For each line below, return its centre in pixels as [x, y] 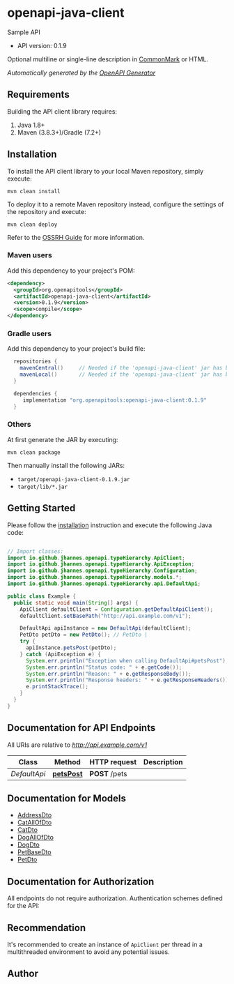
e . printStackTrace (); [57, 687]
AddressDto [34, 815]
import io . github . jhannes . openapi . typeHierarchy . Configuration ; [102, 571]
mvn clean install [34, 191]
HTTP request [113, 762]
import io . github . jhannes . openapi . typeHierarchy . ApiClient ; [96, 558]
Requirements [38, 94]
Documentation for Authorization [81, 881]
